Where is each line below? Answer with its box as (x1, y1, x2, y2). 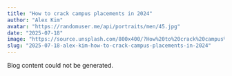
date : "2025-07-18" (7, 29, 64, 37)
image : (7, 36, 26, 43)
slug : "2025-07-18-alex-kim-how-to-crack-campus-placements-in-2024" (7, 42, 212, 49)
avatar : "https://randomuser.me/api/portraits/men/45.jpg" (7, 23, 181, 30)
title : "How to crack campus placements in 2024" (7, 10, 153, 17)
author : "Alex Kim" (7, 17, 64, 23)
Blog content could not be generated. (7, 61, 114, 69)
